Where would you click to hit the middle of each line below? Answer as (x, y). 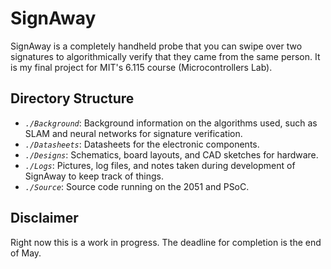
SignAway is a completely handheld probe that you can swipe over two (156, 46)
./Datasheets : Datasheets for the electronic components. (142, 144)
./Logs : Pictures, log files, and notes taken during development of (160, 165)
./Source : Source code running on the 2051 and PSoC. (137, 186)
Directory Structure (72, 98)
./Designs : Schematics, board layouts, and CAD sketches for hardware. (171, 154)
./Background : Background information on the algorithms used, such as (171, 123)
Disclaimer (44, 218)
